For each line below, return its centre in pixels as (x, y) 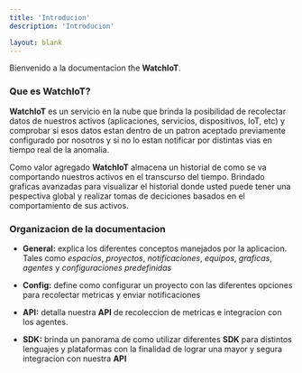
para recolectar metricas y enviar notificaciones (111, 294)
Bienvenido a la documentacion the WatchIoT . (96, 68)
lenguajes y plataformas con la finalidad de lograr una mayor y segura (152, 349)
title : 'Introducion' (50, 18)
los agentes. (45, 322)
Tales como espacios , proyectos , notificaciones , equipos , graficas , (147, 257)
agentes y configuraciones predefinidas (97, 267)
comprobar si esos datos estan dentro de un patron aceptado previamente (148, 130)
